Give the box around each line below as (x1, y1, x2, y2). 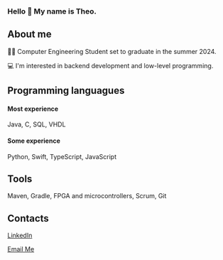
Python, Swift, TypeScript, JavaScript (7, 152, 117, 161)
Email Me (7, 245, 35, 254)
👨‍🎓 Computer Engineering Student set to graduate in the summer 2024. (7, 47, 217, 55)
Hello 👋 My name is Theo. (7, 6, 97, 16)
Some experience (7, 136, 60, 145)
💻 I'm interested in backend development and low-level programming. (7, 61, 214, 70)
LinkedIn (7, 231, 33, 240)
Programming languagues (7, 85, 125, 97)
